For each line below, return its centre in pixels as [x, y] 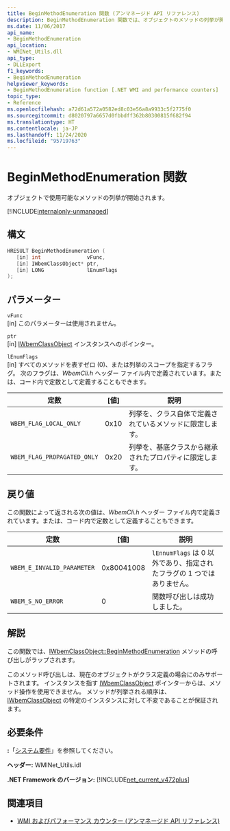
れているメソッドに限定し [170, 424]
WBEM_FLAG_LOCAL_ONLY [46, 424]
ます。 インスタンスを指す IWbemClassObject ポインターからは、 [117, 683]
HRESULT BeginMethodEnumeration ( [56, 251]
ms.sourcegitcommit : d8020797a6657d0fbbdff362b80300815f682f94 [99, 115]
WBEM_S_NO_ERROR [37, 601]
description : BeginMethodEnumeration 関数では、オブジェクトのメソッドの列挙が [113, 20]
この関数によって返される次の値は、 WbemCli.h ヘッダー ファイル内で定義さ [114, 512]
